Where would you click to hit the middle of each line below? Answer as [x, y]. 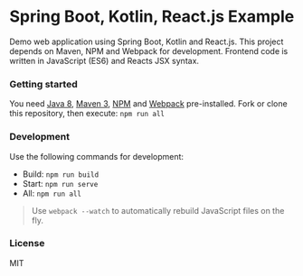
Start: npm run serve [60, 183]
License [27, 244]
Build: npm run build [61, 174]
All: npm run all [52, 193]
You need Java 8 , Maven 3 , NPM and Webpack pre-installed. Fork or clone [148, 104]
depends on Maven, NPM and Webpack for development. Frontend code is [149, 51]
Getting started [44, 84]
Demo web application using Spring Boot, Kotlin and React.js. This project [147, 41]
